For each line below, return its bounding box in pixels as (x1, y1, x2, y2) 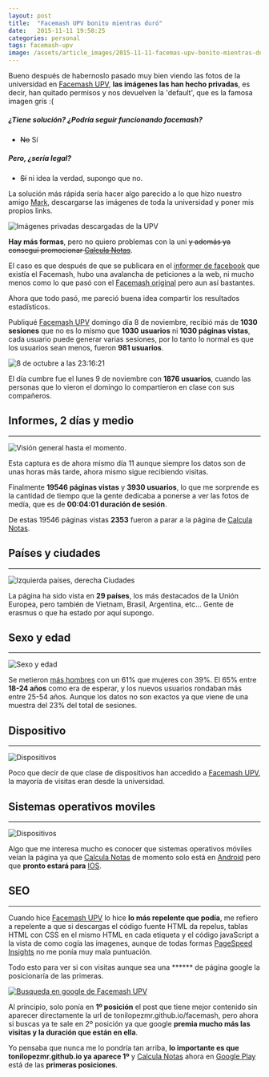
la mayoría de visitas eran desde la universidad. (8, 777, 166, 787)
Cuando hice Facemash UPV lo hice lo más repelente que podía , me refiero (8, 913, 259, 923)
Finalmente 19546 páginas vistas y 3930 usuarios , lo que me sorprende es (8, 482, 259, 492)
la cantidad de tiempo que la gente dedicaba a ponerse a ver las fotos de (8, 490, 250, 500)
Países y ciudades (8, 547, 101, 560)
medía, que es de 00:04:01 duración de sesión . (8, 499, 167, 509)
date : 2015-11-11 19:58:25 (8, 26, 106, 34)
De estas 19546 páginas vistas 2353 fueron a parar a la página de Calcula (8, 514, 253, 524)
